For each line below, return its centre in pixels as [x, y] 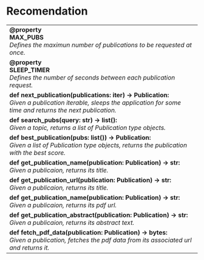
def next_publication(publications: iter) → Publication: [89, 95]
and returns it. [29, 247]
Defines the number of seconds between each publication [92, 77]
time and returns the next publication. [63, 110]
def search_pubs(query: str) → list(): [63, 120]
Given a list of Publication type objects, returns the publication [98, 145]
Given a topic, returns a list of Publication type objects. [87, 128]
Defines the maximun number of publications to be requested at [101, 45]
